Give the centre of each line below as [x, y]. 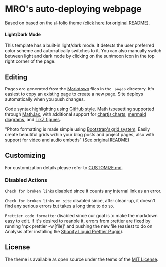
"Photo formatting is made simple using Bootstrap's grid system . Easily [78, 129]
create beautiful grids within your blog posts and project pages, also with [80, 134]
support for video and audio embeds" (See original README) [67, 140]
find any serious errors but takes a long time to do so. [60, 206]
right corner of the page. [30, 61]
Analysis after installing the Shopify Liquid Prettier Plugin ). [64, 232]
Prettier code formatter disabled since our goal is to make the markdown [81, 216]
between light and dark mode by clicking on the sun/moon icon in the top [80, 56]
